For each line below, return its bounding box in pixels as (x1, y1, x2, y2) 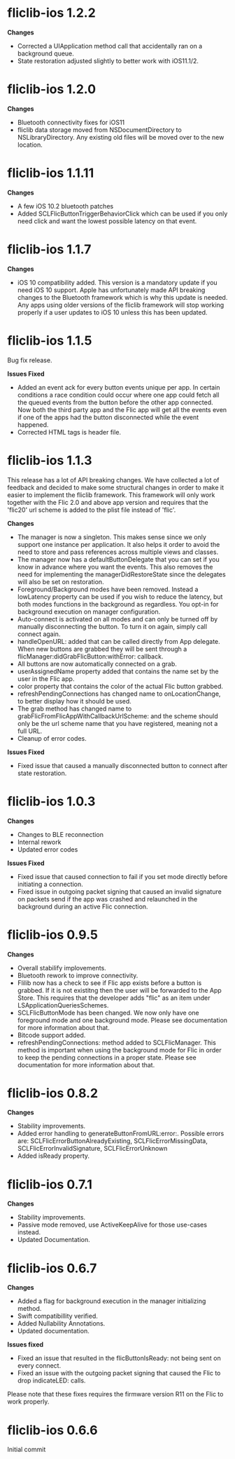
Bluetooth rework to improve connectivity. (17, 971, 138, 979)
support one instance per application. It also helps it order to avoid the (17, 540, 220, 548)
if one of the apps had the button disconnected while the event (17, 413, 199, 421)
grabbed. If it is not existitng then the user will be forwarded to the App (17, 986, 222, 994)
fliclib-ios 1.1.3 (7, 452, 92, 468)
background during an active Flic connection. (17, 902, 148, 911)
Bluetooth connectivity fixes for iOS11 (17, 118, 125, 126)
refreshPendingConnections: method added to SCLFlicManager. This (17, 1038, 217, 1047)
